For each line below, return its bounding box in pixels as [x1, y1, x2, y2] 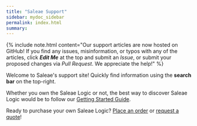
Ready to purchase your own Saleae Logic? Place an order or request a [6, 107, 179, 114]
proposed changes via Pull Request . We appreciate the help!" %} [6, 60, 164, 67]
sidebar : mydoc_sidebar [6, 14, 65, 20]
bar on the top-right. [6, 78, 56, 85]
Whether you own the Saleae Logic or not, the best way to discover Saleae [6, 89, 188, 96]
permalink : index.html [6, 20, 62, 25]
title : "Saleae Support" [6, 8, 67, 15]
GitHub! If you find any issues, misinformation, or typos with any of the [6, 48, 178, 55]
